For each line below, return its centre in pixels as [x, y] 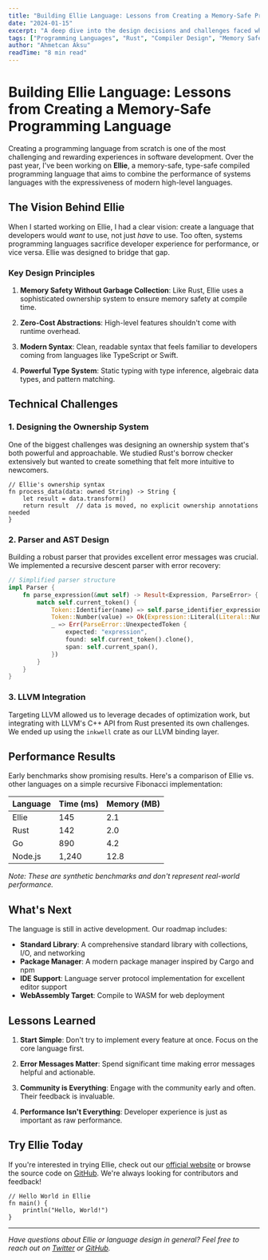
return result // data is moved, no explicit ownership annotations [141, 505]
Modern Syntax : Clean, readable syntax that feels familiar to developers [138, 347]
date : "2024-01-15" [41, 23]
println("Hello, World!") [66, 1210]
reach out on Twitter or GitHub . [59, 1248]
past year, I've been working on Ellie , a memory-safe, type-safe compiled [129, 165]
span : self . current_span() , [112, 647]
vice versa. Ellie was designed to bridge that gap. [89, 252]
